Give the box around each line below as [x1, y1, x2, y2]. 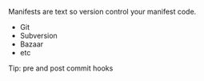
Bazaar [19, 39, 44, 49]
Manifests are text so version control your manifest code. [8, 7, 197, 16]
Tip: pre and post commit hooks [8, 63, 114, 73]
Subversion [19, 31, 58, 40]
